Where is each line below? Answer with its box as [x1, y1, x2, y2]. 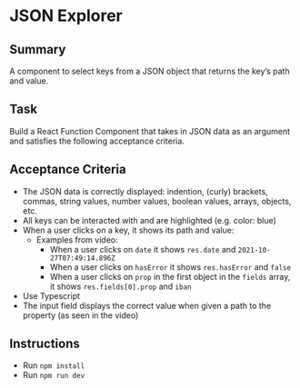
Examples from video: [35, 234, 118, 245]
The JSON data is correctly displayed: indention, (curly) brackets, [22, 185, 268, 196]
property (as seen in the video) [22, 310, 139, 321]
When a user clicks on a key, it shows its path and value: [22, 224, 235, 235]
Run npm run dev [22, 370, 85, 381]
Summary [9, 42, 66, 57]
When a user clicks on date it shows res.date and [49, 244, 236, 254]
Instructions [9, 336, 80, 352]
